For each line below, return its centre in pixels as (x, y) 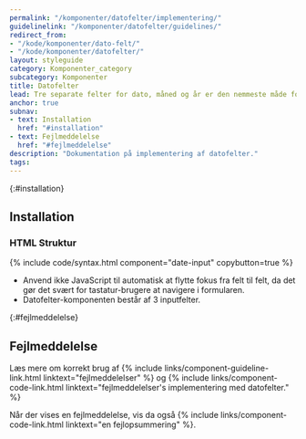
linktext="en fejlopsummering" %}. (131, 424)
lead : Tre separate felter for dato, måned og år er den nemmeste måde (148, 94)
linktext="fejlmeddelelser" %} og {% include (126, 378)
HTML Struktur (43, 243)
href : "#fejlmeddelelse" (65, 145)
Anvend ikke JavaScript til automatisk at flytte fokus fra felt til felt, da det (159, 280)
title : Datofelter (44, 86)
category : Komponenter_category (71, 69)
